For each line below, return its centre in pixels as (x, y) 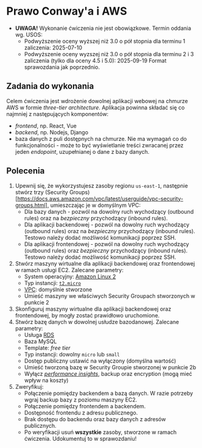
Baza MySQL (40, 341)
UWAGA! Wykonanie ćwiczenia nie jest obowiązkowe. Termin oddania (103, 28)
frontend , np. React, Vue (46, 126)
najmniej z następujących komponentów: (57, 114)
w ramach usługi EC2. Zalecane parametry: (69, 270)
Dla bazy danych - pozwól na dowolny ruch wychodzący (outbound (109, 211)
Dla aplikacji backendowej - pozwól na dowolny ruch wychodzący (107, 225)
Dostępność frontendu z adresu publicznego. (81, 413)
